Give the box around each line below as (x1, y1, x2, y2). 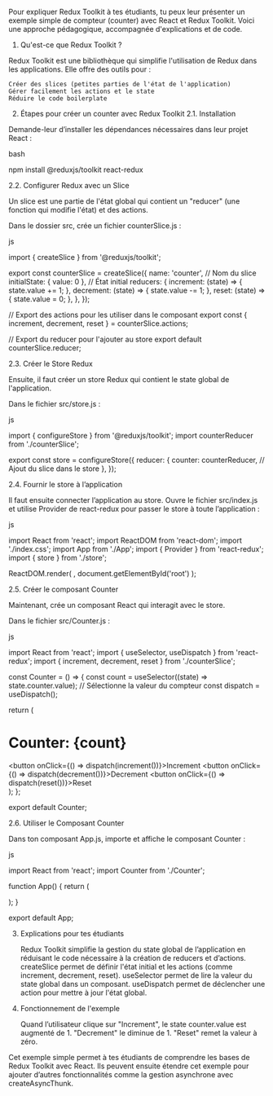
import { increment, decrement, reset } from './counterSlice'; (33, 656, 236, 666)
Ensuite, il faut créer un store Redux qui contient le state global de (8, 375, 230, 384)
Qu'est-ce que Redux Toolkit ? (20, 40, 122, 50)
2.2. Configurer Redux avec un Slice (8, 181, 130, 190)
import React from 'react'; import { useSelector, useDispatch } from (8, 648, 235, 657)
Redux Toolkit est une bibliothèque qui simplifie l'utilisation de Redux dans (8, 56, 258, 65)
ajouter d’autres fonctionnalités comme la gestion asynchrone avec (8, 1069, 234, 1079)
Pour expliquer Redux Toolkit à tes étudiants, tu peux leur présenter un (8, 7, 245, 16)
